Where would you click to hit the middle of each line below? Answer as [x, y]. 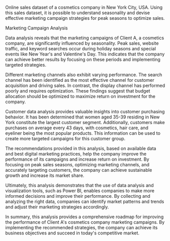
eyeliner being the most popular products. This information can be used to [83, 133]
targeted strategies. [26, 65]
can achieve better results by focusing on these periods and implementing [83, 59]
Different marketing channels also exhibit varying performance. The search [84, 75]
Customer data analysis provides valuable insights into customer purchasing [85, 112]
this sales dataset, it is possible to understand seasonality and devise [78, 13]
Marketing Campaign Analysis [37, 28]
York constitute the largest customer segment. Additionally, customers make [85, 122]
